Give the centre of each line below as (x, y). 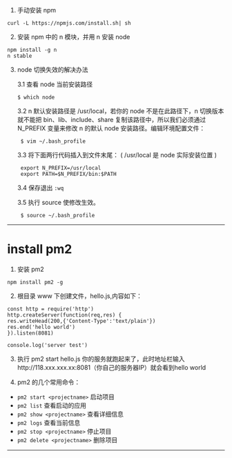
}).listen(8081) (30, 333)
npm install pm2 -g (35, 282)
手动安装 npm (37, 10)
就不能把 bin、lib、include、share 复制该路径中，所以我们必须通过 (112, 120)
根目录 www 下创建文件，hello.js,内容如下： (80, 296)
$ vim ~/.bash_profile (53, 141)
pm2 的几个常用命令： (49, 382)
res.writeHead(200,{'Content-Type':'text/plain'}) (81, 321)
